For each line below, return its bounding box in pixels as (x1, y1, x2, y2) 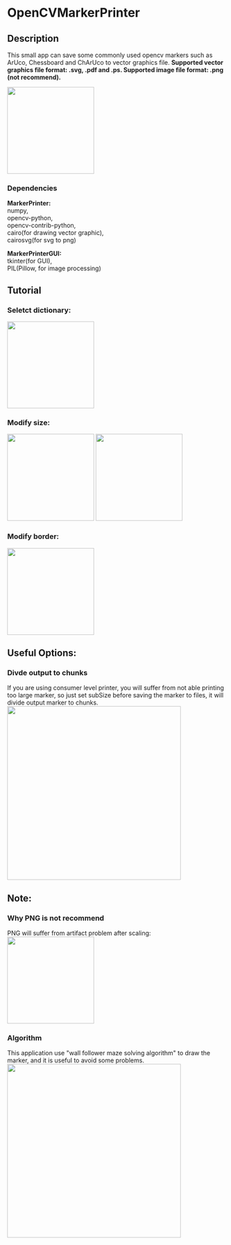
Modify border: (7, 531, 60, 541)
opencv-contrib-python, (7, 221, 76, 230)
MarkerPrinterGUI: (7, 249, 62, 258)
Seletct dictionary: (7, 305, 71, 315)
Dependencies (7, 183, 58, 192)
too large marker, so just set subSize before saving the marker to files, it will (7, 691, 224, 700)
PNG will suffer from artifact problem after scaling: (7, 929, 151, 937)
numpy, (7, 206, 29, 215)
